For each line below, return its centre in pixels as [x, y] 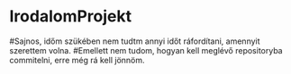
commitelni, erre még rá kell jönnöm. [77, 60]
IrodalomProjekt [71, 16]
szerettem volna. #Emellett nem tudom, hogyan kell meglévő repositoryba [146, 50]
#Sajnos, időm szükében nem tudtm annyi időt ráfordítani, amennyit [135, 41]
